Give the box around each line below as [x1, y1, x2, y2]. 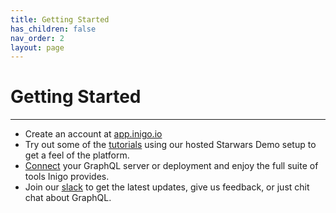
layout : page [10, 42, 65, 53]
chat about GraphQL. [24, 192, 112, 204]
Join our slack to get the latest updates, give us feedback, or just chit [24, 181, 310, 193]
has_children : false [10, 24, 97, 34]
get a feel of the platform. [24, 149, 130, 161]
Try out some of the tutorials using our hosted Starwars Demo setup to [24, 139, 317, 151]
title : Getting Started [10, 14, 110, 25]
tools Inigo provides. [24, 171, 110, 183]
